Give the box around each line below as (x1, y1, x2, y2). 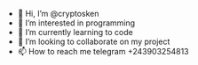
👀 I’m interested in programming (17, 18, 136, 28)
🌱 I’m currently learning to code (17, 27, 133, 37)
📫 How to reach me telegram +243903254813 (17, 47, 189, 56)
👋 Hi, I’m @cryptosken (17, 9, 99, 18)
